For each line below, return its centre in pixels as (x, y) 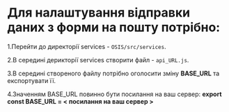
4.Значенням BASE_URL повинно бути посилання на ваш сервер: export (114, 94)
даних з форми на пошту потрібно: (114, 27)
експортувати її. (32, 80)
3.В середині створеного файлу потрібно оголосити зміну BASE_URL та (113, 73)
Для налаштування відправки (98, 13)
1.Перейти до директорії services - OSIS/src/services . (87, 46)
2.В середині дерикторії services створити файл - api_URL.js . (98, 59)
